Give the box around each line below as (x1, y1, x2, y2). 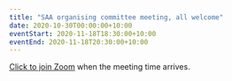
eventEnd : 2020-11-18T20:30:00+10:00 (9, 37, 149, 47)
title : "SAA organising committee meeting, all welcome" (9, 12, 224, 22)
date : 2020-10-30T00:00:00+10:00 (9, 21, 133, 30)
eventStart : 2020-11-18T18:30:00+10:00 (9, 29, 157, 38)
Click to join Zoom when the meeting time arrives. (9, 62, 190, 72)
